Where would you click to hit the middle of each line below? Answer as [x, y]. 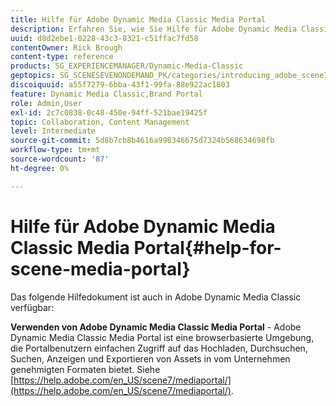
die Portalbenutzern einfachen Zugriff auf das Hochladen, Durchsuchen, [159, 348]
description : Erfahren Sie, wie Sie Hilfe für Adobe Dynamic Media [154, 29]
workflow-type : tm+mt [55, 150]
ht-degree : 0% [40, 168]
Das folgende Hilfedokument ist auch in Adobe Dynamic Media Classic [156, 297]
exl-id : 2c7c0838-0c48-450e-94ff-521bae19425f [109, 112]
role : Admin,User [46, 103]
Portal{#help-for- [207, 247]
